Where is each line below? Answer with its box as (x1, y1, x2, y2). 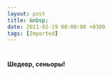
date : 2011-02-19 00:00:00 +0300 (7, 23, 106, 30)
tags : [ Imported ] (7, 29, 58, 37)
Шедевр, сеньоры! (7, 60, 66, 69)
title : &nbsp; (7, 17, 49, 24)
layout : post (7, 10, 46, 18)
